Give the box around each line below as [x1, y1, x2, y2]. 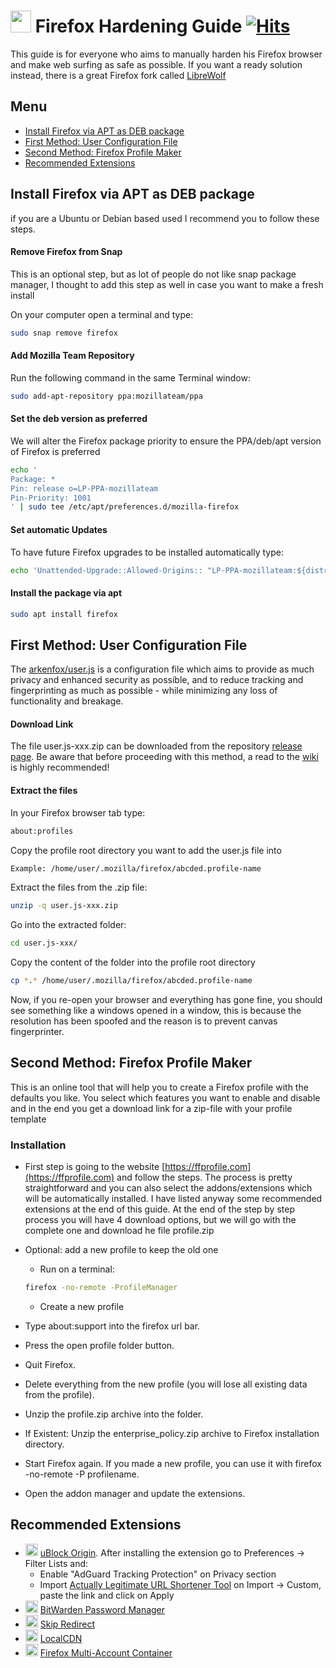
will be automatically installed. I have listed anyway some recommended [24, 1193, 323, 1205]
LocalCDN [39, 1632, 83, 1644]
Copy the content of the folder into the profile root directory [10, 956, 256, 969]
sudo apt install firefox [10, 609, 118, 619]
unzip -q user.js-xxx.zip [10, 901, 118, 911]
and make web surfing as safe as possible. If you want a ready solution [10, 58, 303, 70]
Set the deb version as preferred [10, 413, 148, 425]
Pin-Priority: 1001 [10, 493, 92, 503]
